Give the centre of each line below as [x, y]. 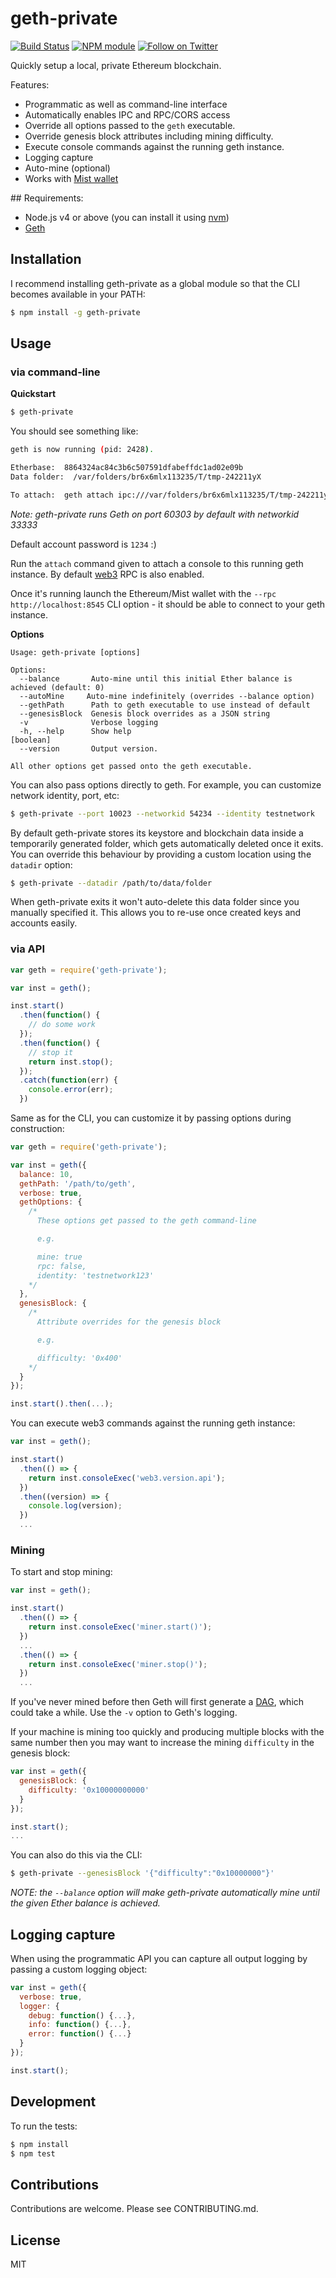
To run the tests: [44, 2126]
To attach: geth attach [62, 495]
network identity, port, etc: [65, 795]
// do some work [62, 1025]
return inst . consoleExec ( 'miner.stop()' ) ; [118, 1664]
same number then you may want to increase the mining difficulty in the [162, 1743]
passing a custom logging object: [79, 1969]
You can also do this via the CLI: [76, 1855]
